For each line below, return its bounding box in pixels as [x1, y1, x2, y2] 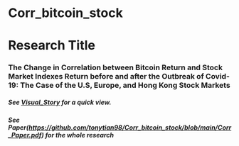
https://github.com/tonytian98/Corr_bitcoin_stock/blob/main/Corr [28, 123, 232, 132]
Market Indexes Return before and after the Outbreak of [8, 72, 205, 82]
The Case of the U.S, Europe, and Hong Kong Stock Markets [20, 80, 230, 90]
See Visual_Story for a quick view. [8, 98, 112, 106]
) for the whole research [41, 131, 115, 140]
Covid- [206, 72, 230, 82]
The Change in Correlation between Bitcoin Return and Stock [8, 62, 223, 72]
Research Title [8, 38, 95, 54]
